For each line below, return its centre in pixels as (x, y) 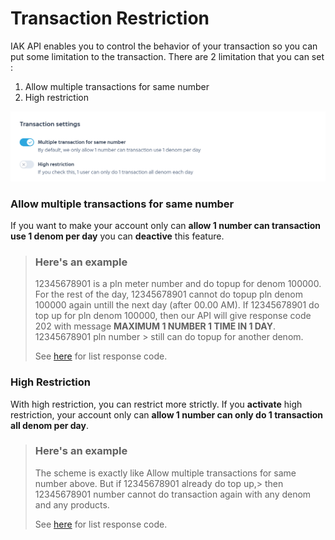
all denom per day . (49, 425)
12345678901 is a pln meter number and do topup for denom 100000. (178, 284)
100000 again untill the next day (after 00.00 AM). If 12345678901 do (177, 305)
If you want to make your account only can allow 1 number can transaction (166, 225)
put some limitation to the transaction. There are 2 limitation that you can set (167, 56)
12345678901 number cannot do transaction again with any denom (173, 494)
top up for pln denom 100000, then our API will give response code (173, 316)
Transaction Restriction (110, 18)
